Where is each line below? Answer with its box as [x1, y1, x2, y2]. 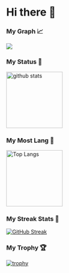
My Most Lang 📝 [6, 136, 55, 145]
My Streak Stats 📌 [6, 215, 59, 223]
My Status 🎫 [6, 58, 43, 66]
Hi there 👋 [6, 5, 56, 19]
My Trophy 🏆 [6, 244, 47, 252]
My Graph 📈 [6, 27, 44, 35]
